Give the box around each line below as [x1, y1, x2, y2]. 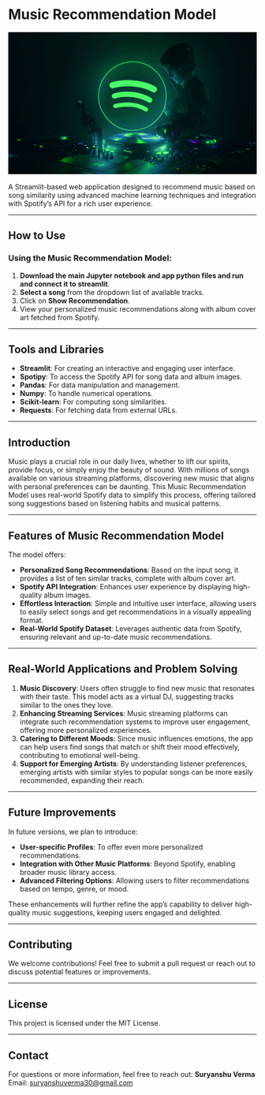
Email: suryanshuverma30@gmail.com [8, 1078, 133, 1088]
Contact [8, 1048, 49, 1062]
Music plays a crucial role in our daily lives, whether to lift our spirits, [8, 457, 231, 466]
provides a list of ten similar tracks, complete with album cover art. [19, 574, 237, 583]
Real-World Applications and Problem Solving [8, 663, 238, 676]
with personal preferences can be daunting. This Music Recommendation [8, 482, 247, 491]
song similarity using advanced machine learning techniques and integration [8, 190, 256, 200]
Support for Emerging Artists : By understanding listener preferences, [19, 759, 248, 768]
